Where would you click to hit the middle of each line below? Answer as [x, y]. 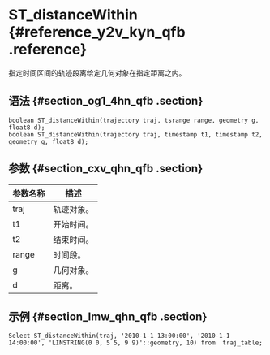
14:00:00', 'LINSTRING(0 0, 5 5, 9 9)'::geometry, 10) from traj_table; [136, 343]
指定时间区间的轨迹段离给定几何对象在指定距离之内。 [97, 73]
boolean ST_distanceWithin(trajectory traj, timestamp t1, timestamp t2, [136, 134]
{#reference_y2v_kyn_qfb [97, 32]
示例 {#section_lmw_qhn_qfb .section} [108, 316]
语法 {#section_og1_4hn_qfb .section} [106, 101]
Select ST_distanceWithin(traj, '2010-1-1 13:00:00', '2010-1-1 [119, 336]
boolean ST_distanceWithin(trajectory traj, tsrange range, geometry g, [134, 120]
